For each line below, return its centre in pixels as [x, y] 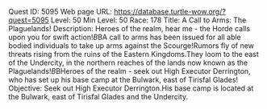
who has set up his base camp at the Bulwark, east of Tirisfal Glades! [123, 80]
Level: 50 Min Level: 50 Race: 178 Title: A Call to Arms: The [149, 20]
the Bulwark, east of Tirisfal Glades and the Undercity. [98, 97]
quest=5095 [29, 20]
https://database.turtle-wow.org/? [170, 12]
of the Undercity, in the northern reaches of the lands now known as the [128, 63]
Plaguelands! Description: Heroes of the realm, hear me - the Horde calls [129, 28]
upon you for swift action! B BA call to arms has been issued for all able [125, 37]
